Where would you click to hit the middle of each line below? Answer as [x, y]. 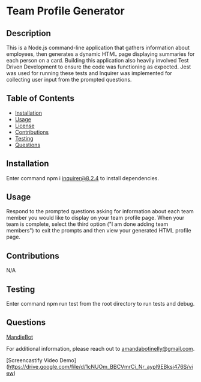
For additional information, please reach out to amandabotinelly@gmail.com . [100, 348]
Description [28, 33]
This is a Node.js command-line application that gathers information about [98, 47]
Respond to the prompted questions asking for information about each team [100, 211]
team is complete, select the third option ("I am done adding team [87, 224]
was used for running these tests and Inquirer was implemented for [89, 73]
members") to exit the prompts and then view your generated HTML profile [99, 231]
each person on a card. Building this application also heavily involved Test [97, 60]
